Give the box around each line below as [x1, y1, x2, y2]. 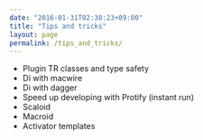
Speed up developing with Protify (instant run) [22, 92, 195, 103]
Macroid [22, 111, 54, 122]
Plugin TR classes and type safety [22, 63, 150, 74]
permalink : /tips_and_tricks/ [9, 38, 124, 48]
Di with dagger [22, 82, 78, 93]
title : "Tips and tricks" [9, 22, 106, 31]
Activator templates [22, 121, 96, 132]
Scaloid [22, 101, 51, 113]
